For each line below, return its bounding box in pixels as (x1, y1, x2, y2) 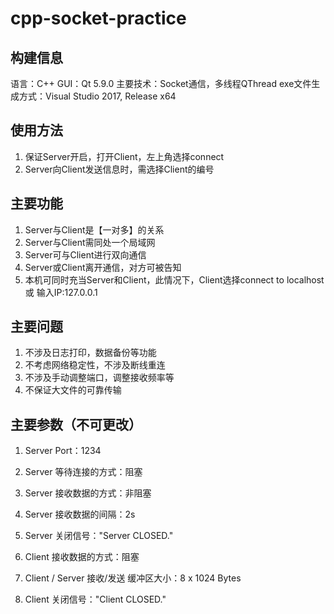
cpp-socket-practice (10, 7, 187, 30)
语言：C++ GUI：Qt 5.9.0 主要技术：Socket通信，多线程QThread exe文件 (10, 78, 312, 89)
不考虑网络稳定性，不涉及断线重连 (24, 359, 166, 371)
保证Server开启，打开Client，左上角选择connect (24, 150, 225, 162)
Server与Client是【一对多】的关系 (24, 223, 165, 236)
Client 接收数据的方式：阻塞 (24, 551, 140, 563)
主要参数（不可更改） (10, 416, 142, 433)
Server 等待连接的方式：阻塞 (24, 466, 143, 478)
